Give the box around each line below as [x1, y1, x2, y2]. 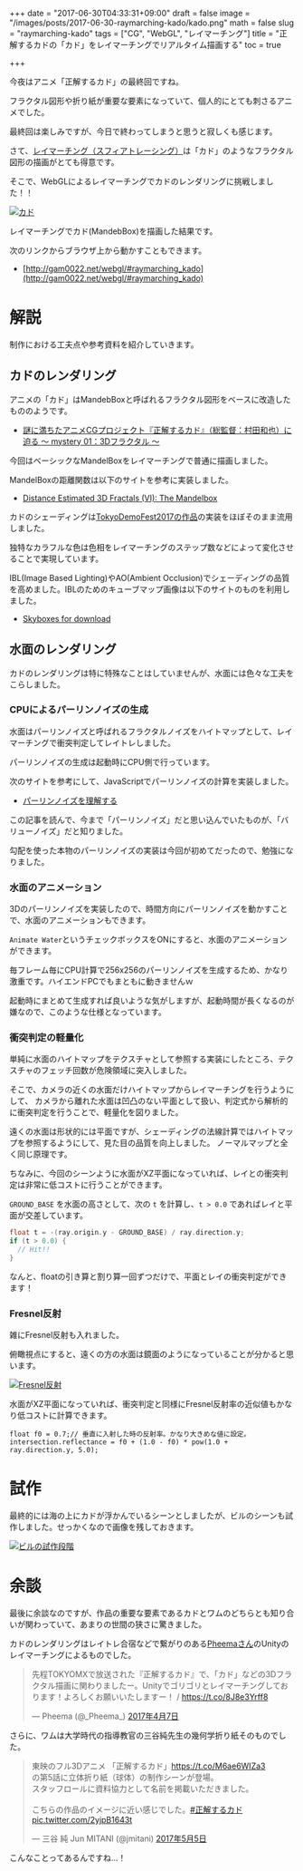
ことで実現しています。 [16, 553, 104, 564]
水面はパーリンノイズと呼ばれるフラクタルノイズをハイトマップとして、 [9, 725, 278, 737]
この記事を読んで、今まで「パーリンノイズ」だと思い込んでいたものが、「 [9, 814, 281, 825]
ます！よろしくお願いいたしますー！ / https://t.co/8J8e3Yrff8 [39, 1692, 269, 1702]
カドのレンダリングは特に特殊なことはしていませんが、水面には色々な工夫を [9, 667, 294, 678]
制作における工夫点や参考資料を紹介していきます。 [9, 339, 199, 350]
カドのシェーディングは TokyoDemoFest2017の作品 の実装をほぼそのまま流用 [9, 511, 293, 522]
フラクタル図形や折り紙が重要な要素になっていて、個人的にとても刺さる [9, 95, 278, 106]
